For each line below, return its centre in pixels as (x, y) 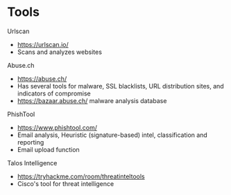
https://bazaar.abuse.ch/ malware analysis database (92, 100)
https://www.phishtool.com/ (57, 127)
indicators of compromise (54, 93)
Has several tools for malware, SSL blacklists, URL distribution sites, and (120, 86)
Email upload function (48, 149)
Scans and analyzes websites (60, 52)
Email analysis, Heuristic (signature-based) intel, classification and (112, 135)
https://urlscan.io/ (43, 44)
